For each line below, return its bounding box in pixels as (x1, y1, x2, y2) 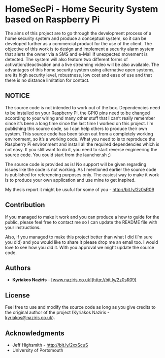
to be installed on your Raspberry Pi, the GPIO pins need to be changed (5, 110, 150, 116)
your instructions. (5, 224, 41, 230)
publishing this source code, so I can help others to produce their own (5, 126, 148, 131)
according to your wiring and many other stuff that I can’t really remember (5, 115, 156, 121)
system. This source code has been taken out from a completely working (5, 130, 154, 136)
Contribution (5, 201, 45, 209)
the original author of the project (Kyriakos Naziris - (5, 309, 110, 316)
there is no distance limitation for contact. (5, 77, 90, 83)
